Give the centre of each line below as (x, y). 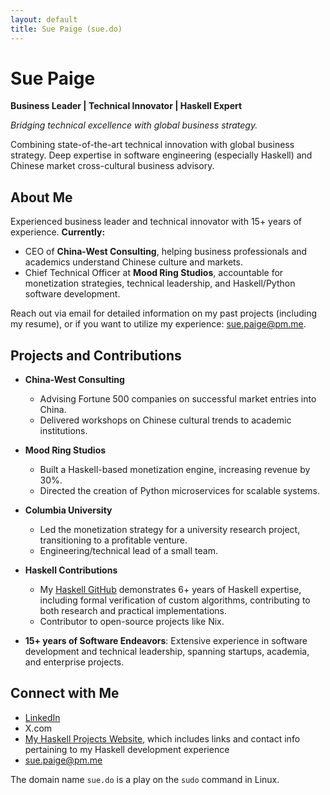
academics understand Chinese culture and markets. (133, 262)
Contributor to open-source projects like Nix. (132, 622)
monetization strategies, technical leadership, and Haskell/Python (160, 283)
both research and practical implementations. (133, 611)
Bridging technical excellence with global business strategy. (134, 125)
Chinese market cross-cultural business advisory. (112, 166)
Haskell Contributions (71, 570)
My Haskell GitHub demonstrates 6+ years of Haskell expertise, (170, 590)
